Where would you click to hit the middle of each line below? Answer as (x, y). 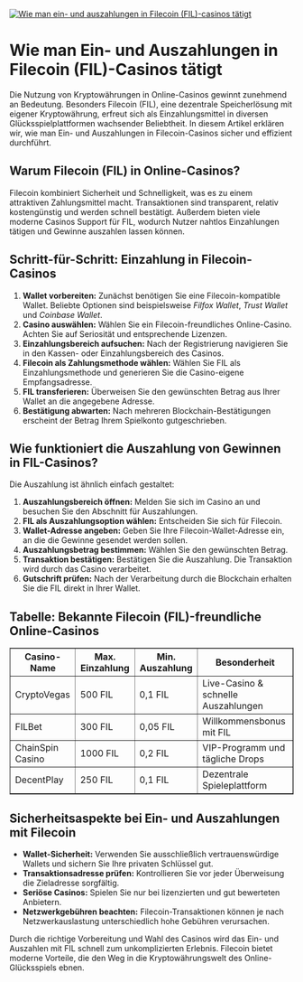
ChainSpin (37, 748)
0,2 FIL (154, 753)
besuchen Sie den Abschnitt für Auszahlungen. (110, 511)
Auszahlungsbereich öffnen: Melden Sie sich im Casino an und (141, 502)
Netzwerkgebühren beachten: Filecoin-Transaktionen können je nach (153, 912)
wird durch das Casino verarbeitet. (87, 569)
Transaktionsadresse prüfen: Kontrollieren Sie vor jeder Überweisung (153, 873)
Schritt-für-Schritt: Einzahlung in (104, 260)
